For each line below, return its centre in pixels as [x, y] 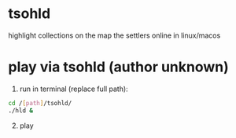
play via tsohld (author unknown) [119, 67]
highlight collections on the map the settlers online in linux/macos [114, 35]
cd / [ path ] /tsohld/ [40, 103]
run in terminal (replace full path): [74, 89]
